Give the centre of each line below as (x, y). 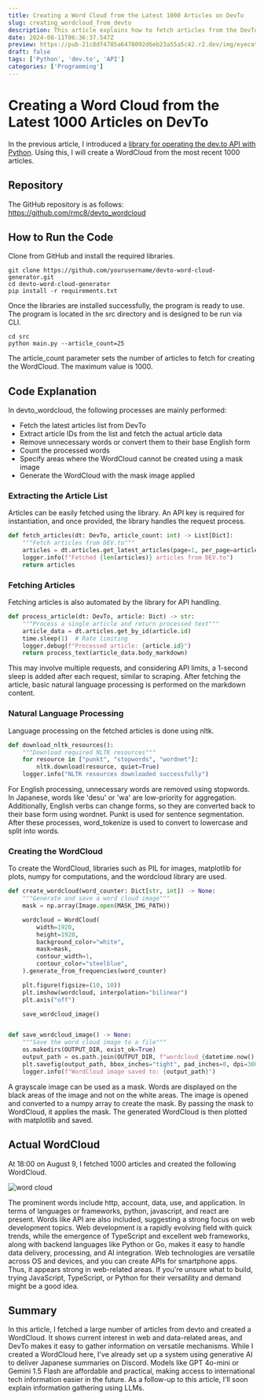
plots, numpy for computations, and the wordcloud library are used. (117, 877)
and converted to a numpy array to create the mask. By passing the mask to (131, 1103)
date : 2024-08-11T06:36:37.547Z (61, 37)
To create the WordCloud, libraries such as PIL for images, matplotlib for (125, 868)
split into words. (34, 831)
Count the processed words (64, 451)
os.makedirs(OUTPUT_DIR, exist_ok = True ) (89, 1050)
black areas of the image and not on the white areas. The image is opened (128, 1095)
